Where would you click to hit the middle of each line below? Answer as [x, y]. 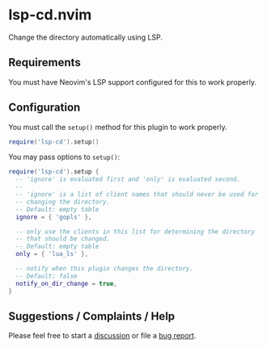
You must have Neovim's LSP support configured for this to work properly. [133, 82]
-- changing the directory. [63, 202]
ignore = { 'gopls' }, [54, 217]
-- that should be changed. [63, 239]
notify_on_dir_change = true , [66, 283]
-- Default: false [47, 276]
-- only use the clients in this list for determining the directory [135, 232]
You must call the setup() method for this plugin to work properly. [118, 127]
